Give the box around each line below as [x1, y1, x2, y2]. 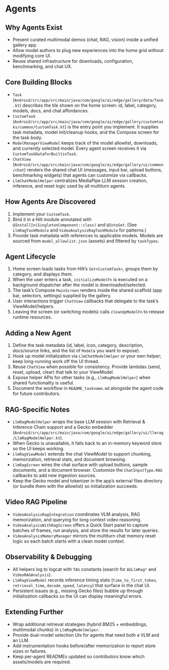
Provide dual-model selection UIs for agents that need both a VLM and [12, 632, 160, 638]
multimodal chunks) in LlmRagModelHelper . [12, 627, 100, 633]
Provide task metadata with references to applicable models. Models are [12, 232, 163, 238]
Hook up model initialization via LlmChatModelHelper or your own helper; [12, 353, 161, 359]
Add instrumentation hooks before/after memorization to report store [12, 643, 156, 649]
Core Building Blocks [5, 78, 72, 86]
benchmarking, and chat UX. [12, 64, 72, 69]
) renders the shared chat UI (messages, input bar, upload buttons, [24, 166, 162, 172]
